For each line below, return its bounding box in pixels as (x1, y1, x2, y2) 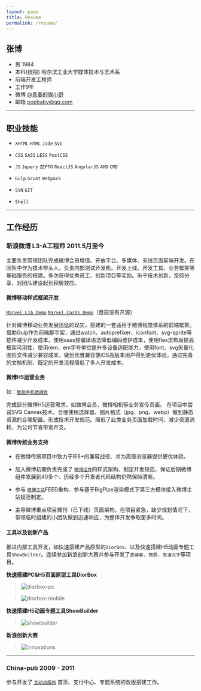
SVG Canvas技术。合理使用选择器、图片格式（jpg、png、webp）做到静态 (11, 409, 194, 416)
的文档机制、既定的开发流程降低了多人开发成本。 (6, 359, 127, 366)
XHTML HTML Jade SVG (14, 141, 63, 147)
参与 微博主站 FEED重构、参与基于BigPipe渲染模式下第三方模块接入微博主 (14, 486, 193, 493)
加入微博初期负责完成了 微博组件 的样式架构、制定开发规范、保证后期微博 (14, 466, 192, 473)
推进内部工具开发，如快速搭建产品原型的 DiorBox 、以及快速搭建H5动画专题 (6, 543, 190, 550)
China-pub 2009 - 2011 (6, 664, 75, 672)
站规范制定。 (14, 493, 47, 501)
